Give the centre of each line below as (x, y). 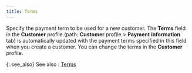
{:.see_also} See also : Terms (41, 64)
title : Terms (22, 11)
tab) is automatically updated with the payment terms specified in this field (96, 40)
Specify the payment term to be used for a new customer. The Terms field (96, 28)
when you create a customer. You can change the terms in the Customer (94, 47)
